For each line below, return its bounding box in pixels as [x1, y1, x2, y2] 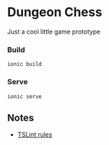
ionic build [7, 61, 42, 68]
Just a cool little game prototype [7, 27, 101, 36]
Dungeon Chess [7, 4, 103, 20]
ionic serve [7, 92, 42, 100]
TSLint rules [17, 130, 52, 139]
